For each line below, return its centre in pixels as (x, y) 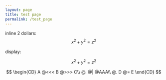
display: (13, 52)
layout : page (19, 10)
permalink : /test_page (29, 19)
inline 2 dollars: (21, 33)
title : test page (23, 14)
